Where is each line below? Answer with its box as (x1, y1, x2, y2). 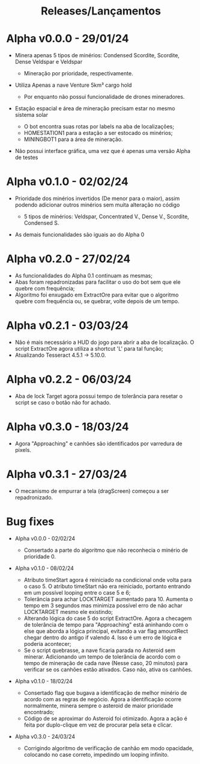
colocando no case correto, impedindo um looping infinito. (23, 751, 169, 758)
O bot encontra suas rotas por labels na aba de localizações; (23, 123, 174, 130)
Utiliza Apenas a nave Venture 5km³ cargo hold (14, 81, 132, 89)
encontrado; (23, 708, 55, 715)
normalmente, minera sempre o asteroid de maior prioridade (23, 702, 174, 709)
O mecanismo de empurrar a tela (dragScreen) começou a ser (14, 487, 169, 495)
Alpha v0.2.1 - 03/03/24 (6, 319, 129, 333)
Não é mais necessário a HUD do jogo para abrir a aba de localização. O (14, 339, 195, 346)
